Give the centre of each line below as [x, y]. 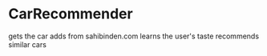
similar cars [27, 44]
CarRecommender [71, 14]
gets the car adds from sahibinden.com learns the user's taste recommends [133, 36]
